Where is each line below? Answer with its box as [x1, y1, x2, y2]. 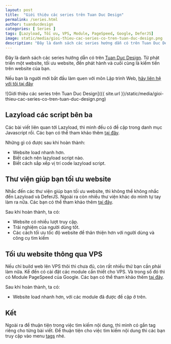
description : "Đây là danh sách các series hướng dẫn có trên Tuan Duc [5, 41, 160, 46]
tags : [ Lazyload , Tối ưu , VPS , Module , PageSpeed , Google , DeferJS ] [5, 31, 154, 36]
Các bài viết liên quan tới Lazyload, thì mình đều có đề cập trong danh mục [5, 124, 162, 130]
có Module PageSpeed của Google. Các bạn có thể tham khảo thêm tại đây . [5, 274, 164, 280]
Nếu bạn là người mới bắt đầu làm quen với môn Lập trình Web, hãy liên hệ [5, 75, 161, 81]
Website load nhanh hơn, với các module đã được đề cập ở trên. [12, 294, 147, 300]
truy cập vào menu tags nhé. [5, 333, 66, 339]
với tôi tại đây [5, 80, 34, 87]
